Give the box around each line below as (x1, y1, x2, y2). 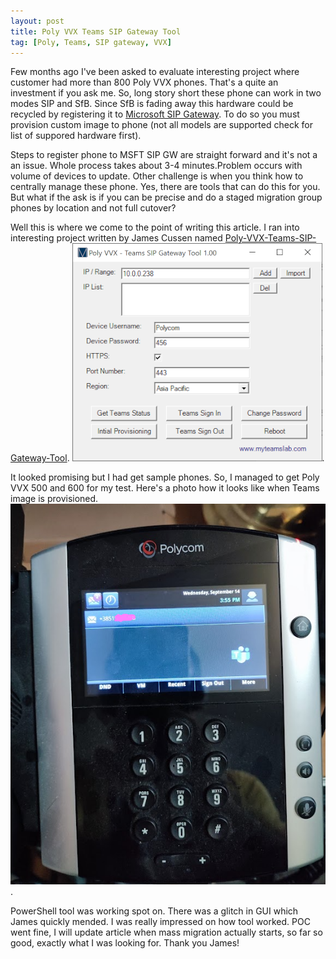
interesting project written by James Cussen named (10, 232, 223, 244)
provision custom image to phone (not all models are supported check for (10, 119, 313, 131)
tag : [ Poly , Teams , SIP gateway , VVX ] (10, 37, 172, 47)
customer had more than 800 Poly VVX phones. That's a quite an (10, 76, 279, 89)
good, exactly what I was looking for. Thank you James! (10, 936, 240, 949)
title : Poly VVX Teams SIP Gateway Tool (10, 26, 182, 37)
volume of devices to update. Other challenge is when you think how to (10, 170, 304, 182)
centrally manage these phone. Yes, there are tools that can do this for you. (10, 181, 321, 193)
